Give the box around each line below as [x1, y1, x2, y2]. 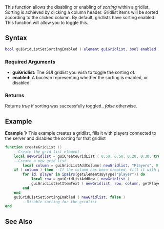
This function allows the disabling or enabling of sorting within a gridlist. [5, 4, 150, 10]
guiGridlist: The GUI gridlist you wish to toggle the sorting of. [12, 69, 136, 75]
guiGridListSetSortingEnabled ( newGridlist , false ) [14, 195, 125, 200]
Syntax [5, 34, 27, 42]
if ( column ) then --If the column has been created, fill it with [14, 167, 156, 172]
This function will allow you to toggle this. [5, 20, 89, 25]
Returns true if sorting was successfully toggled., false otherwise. [5, 103, 138, 109]
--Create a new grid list [14, 158, 67, 163]
